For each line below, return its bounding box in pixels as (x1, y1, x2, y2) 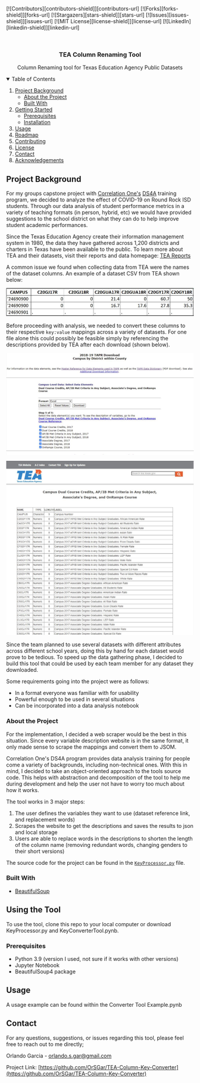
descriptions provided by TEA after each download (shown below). (6, 341, 170, 348)
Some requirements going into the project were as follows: (6, 678, 150, 685)
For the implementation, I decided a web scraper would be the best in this (6, 730, 187, 738)
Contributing (14, 138, 46, 145)
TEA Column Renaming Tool (58, 50, 142, 58)
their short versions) (14, 848, 65, 855)
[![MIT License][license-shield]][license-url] (54, 18, 162, 24)
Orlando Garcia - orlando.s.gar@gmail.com (6, 1052, 112, 1059)
